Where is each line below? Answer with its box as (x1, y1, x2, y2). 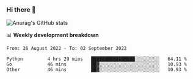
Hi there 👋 (6, 5, 37, 14)
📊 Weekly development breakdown (6, 32, 99, 39)
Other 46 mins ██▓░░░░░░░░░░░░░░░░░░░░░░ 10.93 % (6, 67, 188, 73)
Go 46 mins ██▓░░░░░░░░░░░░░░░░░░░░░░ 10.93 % (6, 61, 188, 67)
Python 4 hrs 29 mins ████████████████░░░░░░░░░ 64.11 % (6, 56, 188, 63)
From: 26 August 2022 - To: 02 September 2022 (6, 46, 127, 52)
